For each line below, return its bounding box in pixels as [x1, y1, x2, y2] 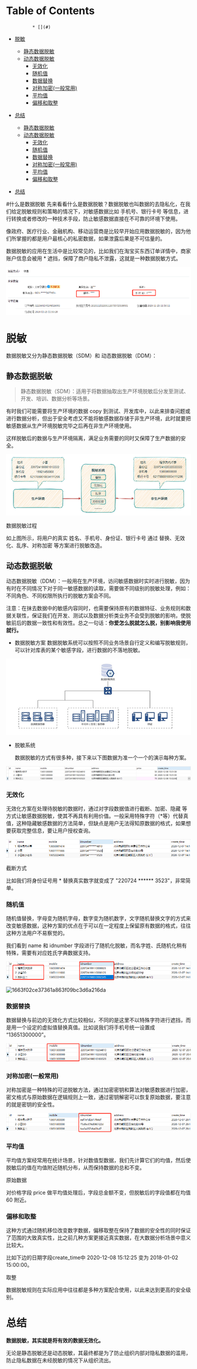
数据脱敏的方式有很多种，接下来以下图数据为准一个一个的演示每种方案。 [14, 754, 189, 761]
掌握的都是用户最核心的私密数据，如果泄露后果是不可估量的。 [16, 235, 165, 242]
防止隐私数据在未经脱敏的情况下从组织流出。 [6, 1357, 114, 1364]
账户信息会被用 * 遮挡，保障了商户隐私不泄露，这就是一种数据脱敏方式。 [6, 254, 181, 262]
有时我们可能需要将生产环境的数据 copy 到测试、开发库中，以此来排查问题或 [6, 408, 191, 415]
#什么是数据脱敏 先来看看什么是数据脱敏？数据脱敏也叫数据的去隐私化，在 [6, 200, 186, 207]
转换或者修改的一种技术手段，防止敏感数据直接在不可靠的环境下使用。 [11, 215, 181, 222]
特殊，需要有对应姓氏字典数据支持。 [6, 950, 94, 957]
